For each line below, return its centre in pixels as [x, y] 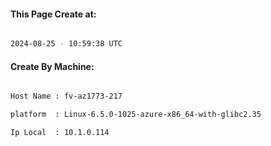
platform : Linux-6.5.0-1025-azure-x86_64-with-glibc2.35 [136, 115]
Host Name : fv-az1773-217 [66, 96]
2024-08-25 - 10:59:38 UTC [66, 44]
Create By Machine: [52, 66]
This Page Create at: [53, 14]
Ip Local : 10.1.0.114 [60, 133]
